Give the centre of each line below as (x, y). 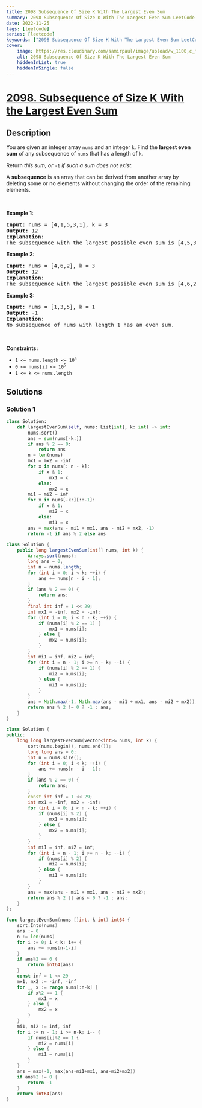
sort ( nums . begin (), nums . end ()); (70, 747)
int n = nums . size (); (55, 757)
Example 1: (20, 213)
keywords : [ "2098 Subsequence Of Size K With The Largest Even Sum (93, 40)
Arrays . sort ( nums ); (52, 556)
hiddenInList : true (41, 62)
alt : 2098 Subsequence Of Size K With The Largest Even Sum (94, 57)
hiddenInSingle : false (45, 68)
